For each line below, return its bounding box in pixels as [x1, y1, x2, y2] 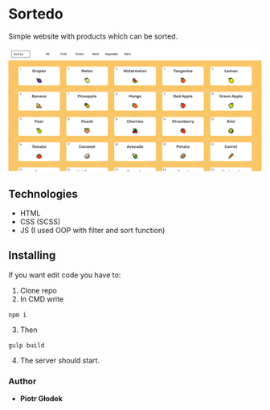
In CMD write [19, 294, 64, 304]
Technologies [8, 187, 79, 201]
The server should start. [19, 355, 100, 365]
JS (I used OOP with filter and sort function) [19, 226, 166, 236]
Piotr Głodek [19, 394, 63, 404]
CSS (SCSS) [19, 217, 61, 227]
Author [8, 375, 37, 387]
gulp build [8, 341, 45, 350]
